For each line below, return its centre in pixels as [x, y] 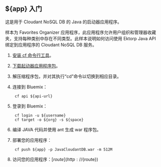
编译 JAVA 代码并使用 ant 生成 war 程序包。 [57, 129]
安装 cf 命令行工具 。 [33, 55]
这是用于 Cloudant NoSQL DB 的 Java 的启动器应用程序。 [64, 22]
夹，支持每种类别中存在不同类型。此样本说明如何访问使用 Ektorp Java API [80, 38]
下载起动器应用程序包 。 [36, 65]
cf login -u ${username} [40, 115]
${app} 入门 [24, 9]
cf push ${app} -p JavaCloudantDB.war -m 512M [63, 149]
